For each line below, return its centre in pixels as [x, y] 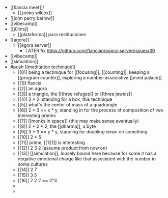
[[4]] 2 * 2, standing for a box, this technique [65, 99]
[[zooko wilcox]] [35, 13]
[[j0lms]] [19, 29]
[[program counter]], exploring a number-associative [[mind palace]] [90, 78]
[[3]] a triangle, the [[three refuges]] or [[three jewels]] [75, 94]
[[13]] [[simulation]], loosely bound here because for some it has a [87, 153]
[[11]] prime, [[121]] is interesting [51, 143]
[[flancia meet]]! [27, 7]
